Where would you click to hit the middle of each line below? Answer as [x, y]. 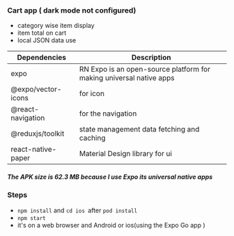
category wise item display [56, 26]
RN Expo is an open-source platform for [145, 70]
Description [151, 58]
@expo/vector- [36, 89]
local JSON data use [47, 40]
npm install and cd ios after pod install [77, 210]
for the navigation [108, 113]
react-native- [34, 150]
